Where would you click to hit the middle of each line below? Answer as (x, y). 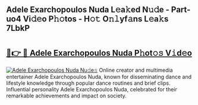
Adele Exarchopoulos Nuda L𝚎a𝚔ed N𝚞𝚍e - (88, 10)
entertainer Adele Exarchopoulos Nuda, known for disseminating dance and (99, 77)
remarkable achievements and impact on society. (66, 96)
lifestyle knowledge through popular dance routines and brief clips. (88, 83)
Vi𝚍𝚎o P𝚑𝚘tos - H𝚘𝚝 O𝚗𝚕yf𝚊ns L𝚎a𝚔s (96, 19)
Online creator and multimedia (136, 70)
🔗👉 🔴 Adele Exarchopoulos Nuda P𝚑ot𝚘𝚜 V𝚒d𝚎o (99, 53)
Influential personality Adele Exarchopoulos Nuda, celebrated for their (92, 89)
